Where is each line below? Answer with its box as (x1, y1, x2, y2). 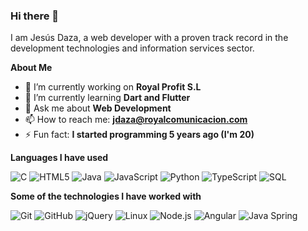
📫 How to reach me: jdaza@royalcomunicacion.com (24, 114, 248, 126)
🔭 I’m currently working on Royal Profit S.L (24, 81, 202, 93)
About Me (10, 62, 53, 74)
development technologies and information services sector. (10, 42, 255, 54)
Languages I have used (10, 152, 109, 164)
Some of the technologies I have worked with (10, 190, 202, 203)
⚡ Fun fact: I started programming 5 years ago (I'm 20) (24, 129, 255, 141)
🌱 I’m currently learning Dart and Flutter (24, 92, 191, 104)
